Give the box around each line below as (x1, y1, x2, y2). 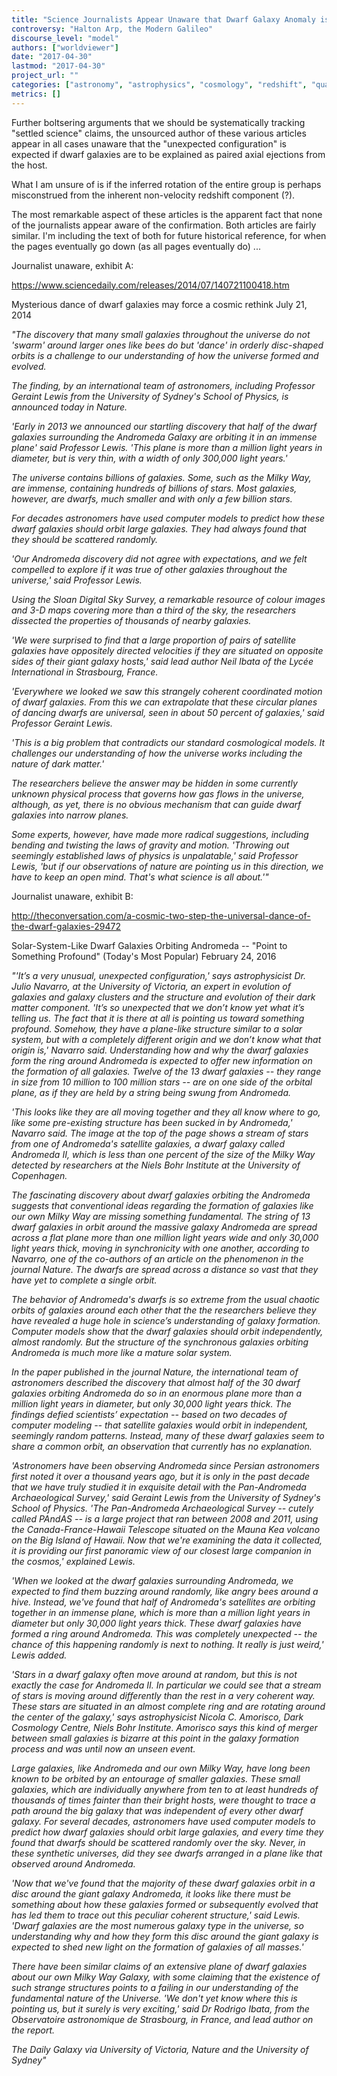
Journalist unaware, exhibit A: (11, 259, 134, 271)
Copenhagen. (11, 1169, 68, 1181)
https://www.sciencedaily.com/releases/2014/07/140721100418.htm (11, 279, 290, 291)
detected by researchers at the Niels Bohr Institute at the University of (11, 1159, 301, 1171)
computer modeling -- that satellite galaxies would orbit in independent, (11, 1419, 309, 1431)
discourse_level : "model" (11, 33, 119, 43)
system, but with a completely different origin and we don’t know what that (11, 1033, 322, 1045)
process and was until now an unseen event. (11, 1742, 196, 1755)
